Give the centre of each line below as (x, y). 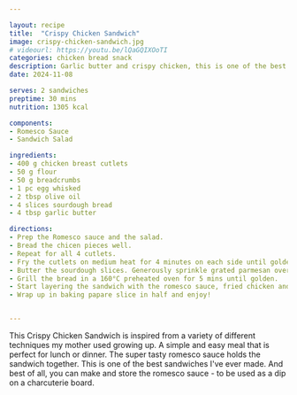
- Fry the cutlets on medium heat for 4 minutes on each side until (138, 262)
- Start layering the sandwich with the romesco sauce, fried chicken (142, 287)
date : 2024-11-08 (41, 75)
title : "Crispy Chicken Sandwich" (75, 33)
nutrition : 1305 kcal (49, 107)
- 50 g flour (33, 172)
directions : (31, 229)
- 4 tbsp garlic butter (53, 213)
